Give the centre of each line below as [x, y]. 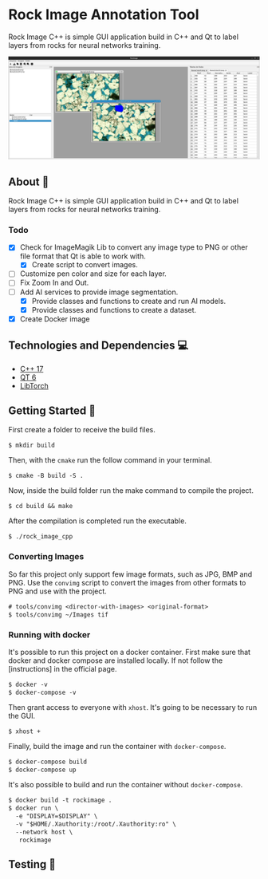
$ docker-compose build [48, 762]
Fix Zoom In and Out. [54, 283]
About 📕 [29, 181]
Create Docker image [55, 319]
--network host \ [44, 832]
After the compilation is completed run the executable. [98, 521]
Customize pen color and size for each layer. [93, 274]
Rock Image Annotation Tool [104, 15]
